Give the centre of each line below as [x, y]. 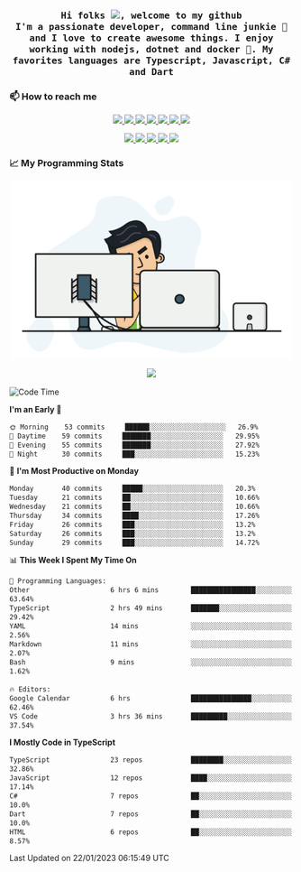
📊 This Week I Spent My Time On [73, 561]
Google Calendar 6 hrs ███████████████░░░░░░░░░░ [151, 699]
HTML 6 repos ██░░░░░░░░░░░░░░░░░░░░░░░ [151, 832]
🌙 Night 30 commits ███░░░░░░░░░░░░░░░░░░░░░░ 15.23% [134, 455]
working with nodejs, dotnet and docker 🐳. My [151, 49]
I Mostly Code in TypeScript [62, 742]
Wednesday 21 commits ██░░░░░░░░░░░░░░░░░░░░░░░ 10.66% [134, 507]
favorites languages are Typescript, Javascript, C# [151, 60]
